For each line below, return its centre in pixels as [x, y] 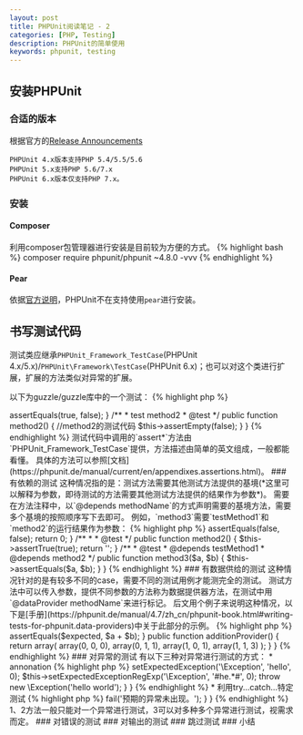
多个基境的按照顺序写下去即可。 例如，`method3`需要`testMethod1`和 [139, 516]
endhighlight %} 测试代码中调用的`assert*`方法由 [101, 437]
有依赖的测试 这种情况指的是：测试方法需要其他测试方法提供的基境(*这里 [146, 483]
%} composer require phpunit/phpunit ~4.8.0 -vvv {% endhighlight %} [141, 257]
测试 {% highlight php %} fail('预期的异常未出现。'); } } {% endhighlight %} [149, 699]
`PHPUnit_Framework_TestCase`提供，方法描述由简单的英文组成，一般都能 [150, 448]
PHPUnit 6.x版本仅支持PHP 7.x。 [67, 179]
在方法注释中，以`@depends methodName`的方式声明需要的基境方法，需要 [151, 505]
